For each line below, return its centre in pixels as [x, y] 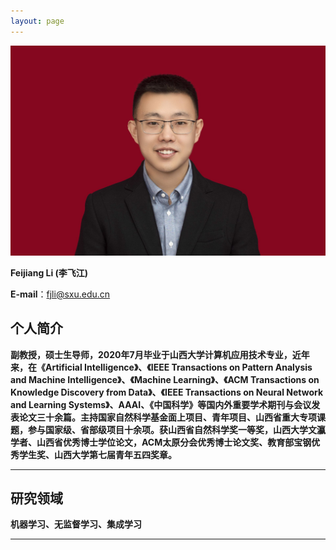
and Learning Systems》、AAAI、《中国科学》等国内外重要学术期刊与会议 [161, 404]
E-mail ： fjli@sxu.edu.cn [60, 294]
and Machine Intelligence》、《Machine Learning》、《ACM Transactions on [165, 379]
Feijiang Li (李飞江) [49, 272]
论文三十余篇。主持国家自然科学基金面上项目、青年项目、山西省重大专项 [167, 417]
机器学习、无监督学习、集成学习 [76, 524]
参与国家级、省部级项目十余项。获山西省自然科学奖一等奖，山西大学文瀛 [176, 429]
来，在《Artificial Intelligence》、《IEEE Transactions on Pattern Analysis [161, 367]
